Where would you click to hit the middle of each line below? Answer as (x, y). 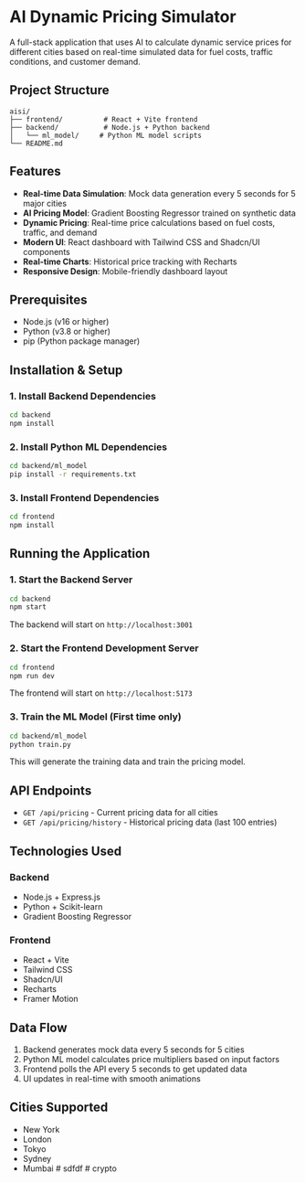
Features (35, 171)
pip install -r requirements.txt (73, 474)
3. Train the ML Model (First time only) (96, 717)
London (37, 1139)
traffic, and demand (60, 232)
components (46, 251)
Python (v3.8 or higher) (67, 332)
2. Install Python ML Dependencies (88, 447)
